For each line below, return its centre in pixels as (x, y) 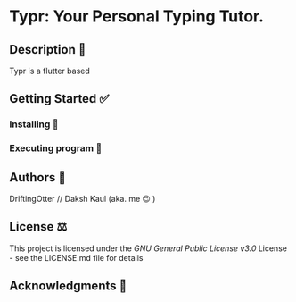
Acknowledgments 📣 (68, 286)
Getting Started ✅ (59, 99)
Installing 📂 (34, 124)
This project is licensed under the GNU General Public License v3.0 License (148, 248)
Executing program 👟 (56, 148)
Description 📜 (48, 50)
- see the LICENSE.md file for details (76, 257)
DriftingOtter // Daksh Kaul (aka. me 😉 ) (82, 199)
